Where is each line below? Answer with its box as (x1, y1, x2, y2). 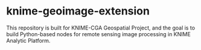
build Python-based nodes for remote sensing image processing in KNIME (6, 30, 191, 37)
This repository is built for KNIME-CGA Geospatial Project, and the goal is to (6, 24, 195, 31)
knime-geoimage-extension (6, 4, 150, 18)
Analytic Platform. (6, 37, 51, 44)
